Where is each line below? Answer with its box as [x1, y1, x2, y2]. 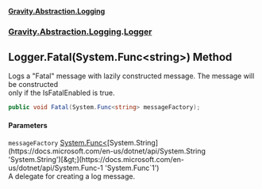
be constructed [8, 80, 59, 89]
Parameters [8, 120, 48, 130]
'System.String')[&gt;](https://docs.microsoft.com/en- [8, 155, 185, 164]
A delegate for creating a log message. [8, 172, 136, 181]
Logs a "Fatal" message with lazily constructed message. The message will [8, 71, 255, 81]
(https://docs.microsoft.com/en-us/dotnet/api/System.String [8, 146, 206, 156]
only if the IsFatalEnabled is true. [8, 88, 115, 98]
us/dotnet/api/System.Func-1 [8, 163, 103, 173]
